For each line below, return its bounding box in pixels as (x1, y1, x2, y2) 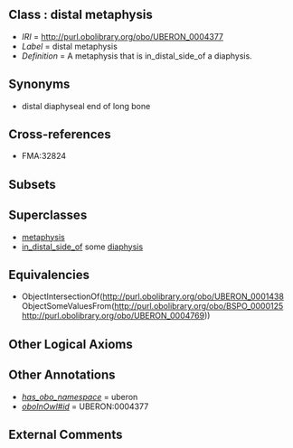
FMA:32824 (21, 151, 67, 162)
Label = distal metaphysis (21, 41, 118, 51)
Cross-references (8, 126, 112, 143)
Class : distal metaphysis (8, 7, 153, 23)
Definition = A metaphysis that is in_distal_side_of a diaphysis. (21, 50, 252, 61)
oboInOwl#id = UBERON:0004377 (21, 401, 149, 412)
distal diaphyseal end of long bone (21, 100, 151, 111)
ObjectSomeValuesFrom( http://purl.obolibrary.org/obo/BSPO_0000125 (21, 301, 284, 312)
